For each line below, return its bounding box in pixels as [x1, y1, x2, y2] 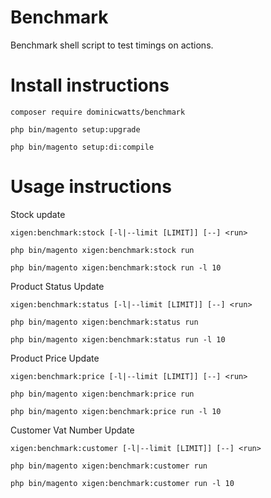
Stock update [10, 208, 66, 220]
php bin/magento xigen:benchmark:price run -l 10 [10, 406, 222, 416]
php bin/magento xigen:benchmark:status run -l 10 [10, 334, 226, 345]
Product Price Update [10, 352, 100, 364]
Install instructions [10, 74, 170, 97]
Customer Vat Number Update [10, 424, 135, 436]
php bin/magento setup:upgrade [10, 124, 141, 135]
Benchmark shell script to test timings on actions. [10, 39, 214, 51]
